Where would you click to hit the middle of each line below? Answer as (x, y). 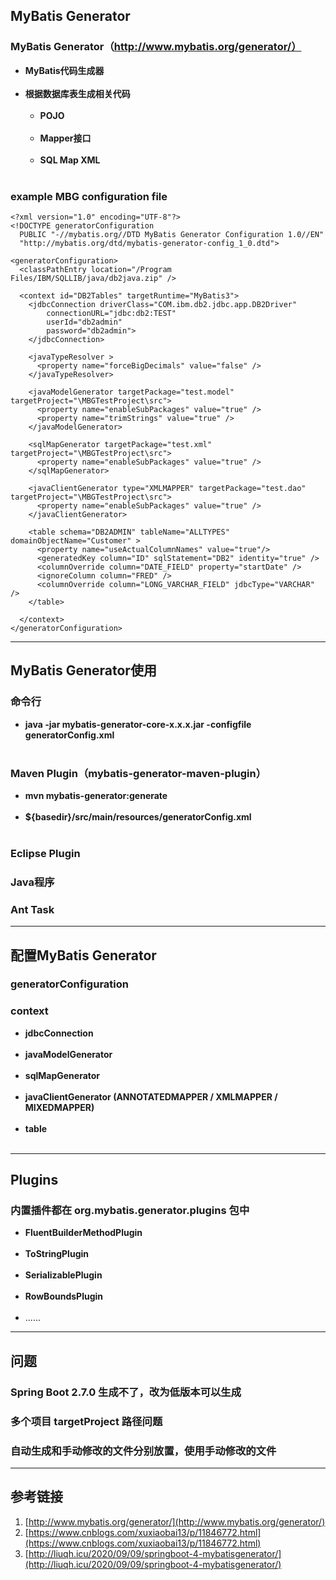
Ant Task (32, 909)
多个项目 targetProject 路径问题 (86, 1421)
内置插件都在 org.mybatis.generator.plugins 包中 (130, 1211)
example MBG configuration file (89, 196)
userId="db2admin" (84, 322)
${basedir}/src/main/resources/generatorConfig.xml (138, 816)
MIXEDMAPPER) (59, 1107)
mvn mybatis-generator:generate (96, 795)
